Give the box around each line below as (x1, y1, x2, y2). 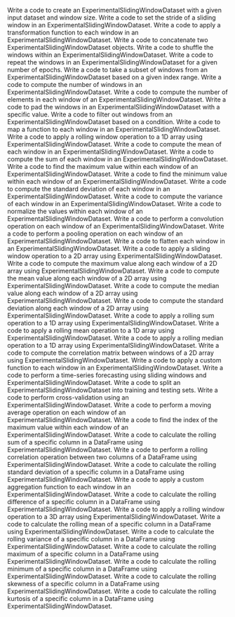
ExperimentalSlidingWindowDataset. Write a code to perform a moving (7, 401, 212, 409)
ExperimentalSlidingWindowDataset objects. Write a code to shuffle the (7, 43, 214, 51)
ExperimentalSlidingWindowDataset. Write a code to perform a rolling (7, 445, 208, 454)
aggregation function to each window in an (7, 483, 131, 491)
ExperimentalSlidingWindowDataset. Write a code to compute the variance (7, 192, 223, 201)
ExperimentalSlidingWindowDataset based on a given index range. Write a (7, 73, 222, 81)
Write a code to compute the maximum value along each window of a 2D (7, 259, 217, 267)
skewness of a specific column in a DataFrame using (7, 580, 160, 588)
